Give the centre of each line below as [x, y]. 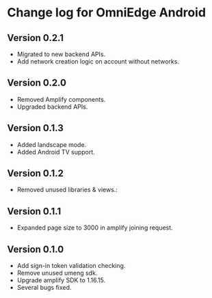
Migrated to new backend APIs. [61, 54]
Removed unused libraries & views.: [67, 190]
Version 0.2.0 [37, 83]
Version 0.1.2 [35, 173]
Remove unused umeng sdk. [57, 273]
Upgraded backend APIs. [52, 107]
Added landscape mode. [52, 144]
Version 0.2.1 [35, 38]
